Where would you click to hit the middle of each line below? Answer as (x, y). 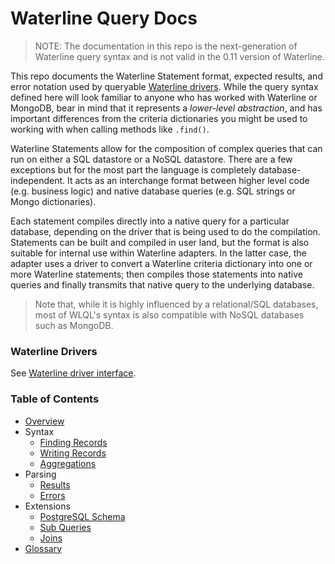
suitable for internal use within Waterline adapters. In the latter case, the (158, 253)
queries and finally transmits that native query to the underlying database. (162, 284)
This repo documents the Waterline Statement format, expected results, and (166, 76)
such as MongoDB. (74, 325)
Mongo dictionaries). (53, 201)
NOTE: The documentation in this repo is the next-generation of (166, 46)
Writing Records (73, 453)
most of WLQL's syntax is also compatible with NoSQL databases (169, 314)
